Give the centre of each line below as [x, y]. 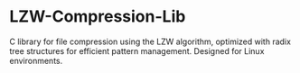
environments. [36, 60]
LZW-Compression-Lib [98, 17]
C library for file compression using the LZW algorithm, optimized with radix [150, 41]
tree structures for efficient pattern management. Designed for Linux [137, 50]
